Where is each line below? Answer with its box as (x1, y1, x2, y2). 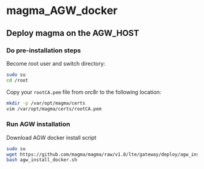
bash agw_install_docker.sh (6, 157, 78, 163)
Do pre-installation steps (6, 46, 81, 55)
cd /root (6, 77, 29, 83)
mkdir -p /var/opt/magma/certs (6, 100, 86, 106)
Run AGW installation (6, 120, 70, 128)
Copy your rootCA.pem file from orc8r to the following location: (6, 88, 161, 95)
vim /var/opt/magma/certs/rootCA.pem (6, 106, 102, 112)
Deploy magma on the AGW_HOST (6, 28, 140, 38)
